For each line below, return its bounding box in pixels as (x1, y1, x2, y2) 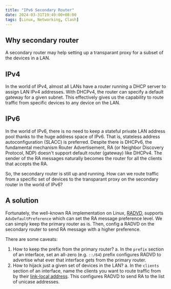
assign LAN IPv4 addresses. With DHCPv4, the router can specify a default (5, 89, 164, 95)
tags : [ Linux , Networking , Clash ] (5, 17, 79, 22)
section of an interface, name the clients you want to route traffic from (12, 268, 161, 274)
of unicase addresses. (12, 278, 60, 284)
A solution (5, 196, 39, 205)
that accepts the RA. (5, 161, 49, 167)
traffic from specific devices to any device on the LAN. (5, 100, 120, 105)
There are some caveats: (5, 236, 58, 242)
